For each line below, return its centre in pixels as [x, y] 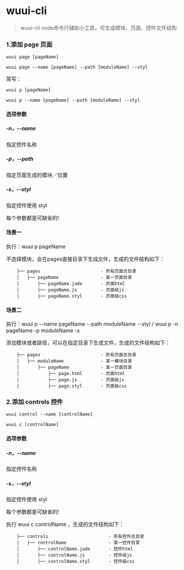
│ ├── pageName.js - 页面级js [71, 290]
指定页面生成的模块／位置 [37, 175]
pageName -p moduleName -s [43, 330]
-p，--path [20, 159]
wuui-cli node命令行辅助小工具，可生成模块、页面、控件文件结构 [98, 28]
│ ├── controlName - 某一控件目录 [78, 542]
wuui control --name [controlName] [50, 414]
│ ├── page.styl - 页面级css [72, 386]
